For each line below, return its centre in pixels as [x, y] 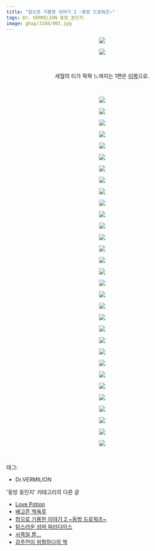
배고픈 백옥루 [31, 512]
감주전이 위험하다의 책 [41, 542]
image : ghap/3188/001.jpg [39, 23]
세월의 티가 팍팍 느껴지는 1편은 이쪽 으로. [102, 76]
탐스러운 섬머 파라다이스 [44, 527]
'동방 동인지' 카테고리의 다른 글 [43, 492]
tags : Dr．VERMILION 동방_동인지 [45, 18]
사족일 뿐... [28, 535]
